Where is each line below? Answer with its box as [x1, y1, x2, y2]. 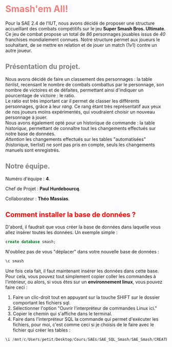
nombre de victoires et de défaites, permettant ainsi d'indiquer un [5, 87, 144, 93]
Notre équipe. [5, 162, 50, 171]
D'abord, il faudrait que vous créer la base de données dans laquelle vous [5, 224, 161, 230]
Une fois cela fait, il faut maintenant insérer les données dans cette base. [5, 268, 159, 274]
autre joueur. [5, 47, 32, 53]
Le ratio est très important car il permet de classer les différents [5, 98, 140, 104]
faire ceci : [5, 284, 28, 290]
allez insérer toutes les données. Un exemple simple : [5, 229, 118, 235]
